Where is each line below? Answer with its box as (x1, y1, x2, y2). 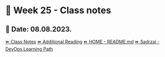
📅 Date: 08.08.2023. (5, 25, 72, 34)
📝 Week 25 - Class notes (5, 5, 111, 16)
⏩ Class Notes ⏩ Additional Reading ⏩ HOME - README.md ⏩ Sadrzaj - (5, 39, 160, 45)
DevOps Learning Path (5, 46, 53, 52)
